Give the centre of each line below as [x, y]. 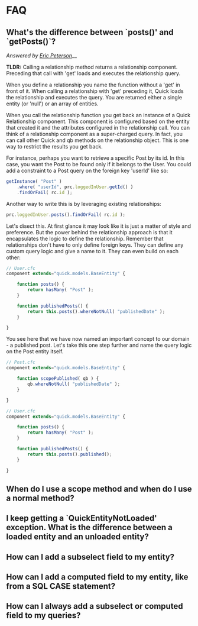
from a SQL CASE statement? [61, 586]
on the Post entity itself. [35, 351]
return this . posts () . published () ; [70, 454]
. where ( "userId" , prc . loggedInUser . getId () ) [75, 187]
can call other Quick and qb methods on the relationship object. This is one [98, 140]
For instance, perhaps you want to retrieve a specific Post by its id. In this [95, 158]
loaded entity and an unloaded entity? [77, 537]
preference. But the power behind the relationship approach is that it [89, 232]
